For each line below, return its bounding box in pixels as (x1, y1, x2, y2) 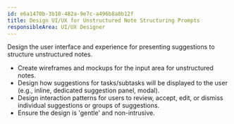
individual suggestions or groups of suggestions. (17, 101, 160, 110)
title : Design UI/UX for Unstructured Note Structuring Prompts (7, 17, 200, 24)
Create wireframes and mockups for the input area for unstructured (17, 64, 214, 73)
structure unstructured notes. (7, 50, 93, 58)
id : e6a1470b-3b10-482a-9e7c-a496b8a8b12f (7, 10, 134, 18)
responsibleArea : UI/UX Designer (7, 23, 106, 30)
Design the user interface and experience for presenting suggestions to (7, 43, 215, 51)
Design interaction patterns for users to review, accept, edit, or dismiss (17, 94, 223, 102)
